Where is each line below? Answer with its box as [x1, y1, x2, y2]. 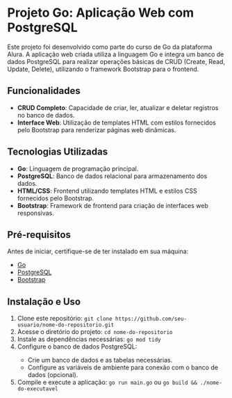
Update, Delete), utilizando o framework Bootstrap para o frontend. [7, 65, 199, 73]
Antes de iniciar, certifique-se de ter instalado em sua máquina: [7, 247, 189, 255]
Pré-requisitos [7, 228, 72, 241]
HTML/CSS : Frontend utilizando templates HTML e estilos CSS [17, 186, 197, 195]
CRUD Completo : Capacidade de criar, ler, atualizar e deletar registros [17, 103, 219, 112]
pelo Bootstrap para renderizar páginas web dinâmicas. [17, 125, 176, 134]
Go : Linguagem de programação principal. [17, 164, 139, 173]
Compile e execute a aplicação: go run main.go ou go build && [17, 378, 198, 387]
